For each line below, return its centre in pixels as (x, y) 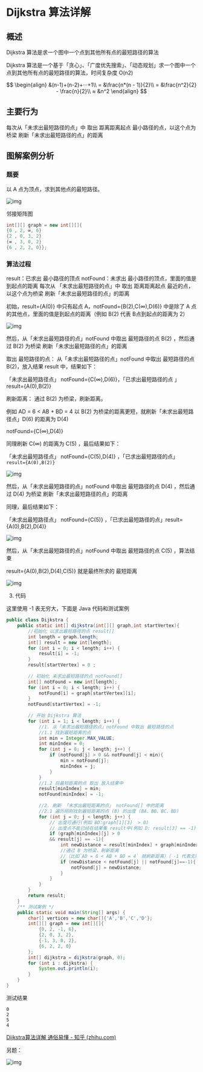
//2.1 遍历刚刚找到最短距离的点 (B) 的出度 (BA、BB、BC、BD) (109, 811)
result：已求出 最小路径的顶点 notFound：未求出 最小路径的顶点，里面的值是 (101, 278)
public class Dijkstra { (37, 620)
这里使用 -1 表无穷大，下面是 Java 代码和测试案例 (68, 609)
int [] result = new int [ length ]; (70, 642)
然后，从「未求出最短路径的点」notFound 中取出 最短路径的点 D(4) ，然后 (98, 486)
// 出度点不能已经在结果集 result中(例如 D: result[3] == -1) (123, 828)
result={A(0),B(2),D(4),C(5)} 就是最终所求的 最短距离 (72, 571)
